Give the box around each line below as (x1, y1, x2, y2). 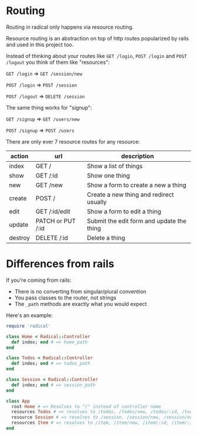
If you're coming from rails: (6, 277, 72, 284)
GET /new (35, 180, 63, 189)
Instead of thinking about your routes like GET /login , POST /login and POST (6, 52, 187, 59)
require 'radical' (6, 323, 51, 329)
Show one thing (87, 171, 130, 179)
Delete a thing (87, 233, 125, 241)
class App (6, 398, 30, 404)
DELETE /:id (35, 233, 69, 241)
